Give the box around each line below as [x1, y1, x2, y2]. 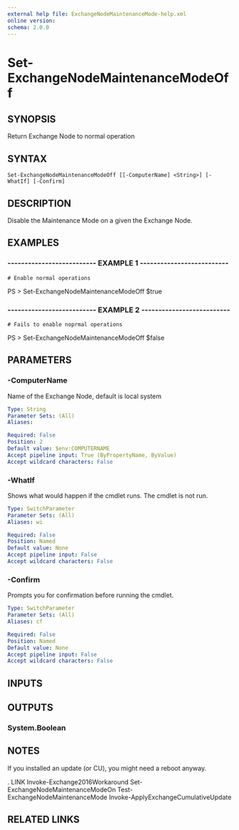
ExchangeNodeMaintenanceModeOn [7, 785, 116, 794]
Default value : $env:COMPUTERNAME [7, 445, 111, 452]
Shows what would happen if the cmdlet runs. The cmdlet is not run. [7, 491, 208, 500]
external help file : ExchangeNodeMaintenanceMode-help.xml [7, 10, 187, 18]
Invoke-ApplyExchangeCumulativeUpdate [108, 793, 232, 801]
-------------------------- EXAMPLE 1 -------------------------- [7, 258, 229, 268]
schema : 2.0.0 [7, 24, 50, 31]
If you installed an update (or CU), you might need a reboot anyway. [7, 764, 207, 772]
